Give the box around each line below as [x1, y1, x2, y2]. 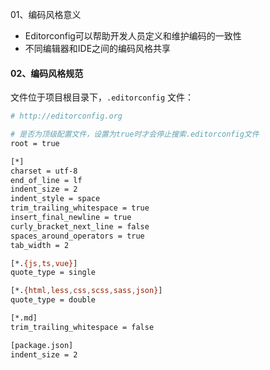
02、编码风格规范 [10, 67, 84, 79]
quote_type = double [10, 295, 97, 305]
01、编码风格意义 [10, 9, 82, 20]
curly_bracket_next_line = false [10, 221, 150, 232]
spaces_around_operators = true [10, 231, 145, 241]
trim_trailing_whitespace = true [10, 203, 150, 213]
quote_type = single [10, 268, 97, 278]
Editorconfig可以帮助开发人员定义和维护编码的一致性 [24, 30, 242, 42]
